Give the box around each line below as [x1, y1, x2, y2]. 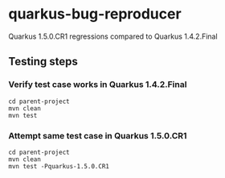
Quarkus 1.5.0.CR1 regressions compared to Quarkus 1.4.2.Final [8, 31, 219, 41]
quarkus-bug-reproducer [8, 5, 182, 23]
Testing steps [8, 55, 79, 68]
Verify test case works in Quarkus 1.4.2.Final [8, 79, 187, 90]
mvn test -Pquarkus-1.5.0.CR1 [8, 162, 110, 170]
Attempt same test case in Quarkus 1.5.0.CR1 [8, 130, 187, 141]
